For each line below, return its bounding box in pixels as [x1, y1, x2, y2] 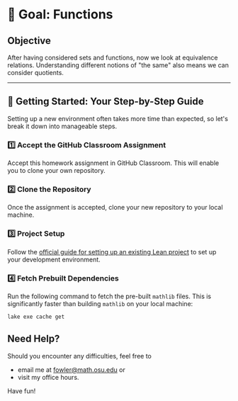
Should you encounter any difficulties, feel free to [7, 351, 152, 360]
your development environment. [7, 255, 101, 264]
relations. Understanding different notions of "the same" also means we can [7, 61, 229, 69]
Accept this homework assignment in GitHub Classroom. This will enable [7, 159, 220, 167]
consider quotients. [7, 69, 64, 77]
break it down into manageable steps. [7, 122, 118, 130]
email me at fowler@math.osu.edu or [17, 365, 125, 374]
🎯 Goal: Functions [7, 6, 113, 23]
